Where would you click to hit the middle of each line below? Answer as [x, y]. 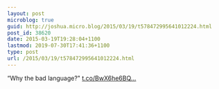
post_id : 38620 [29, 33]
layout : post [26, 13]
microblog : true [30, 20]
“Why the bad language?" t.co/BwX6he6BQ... [72, 78]
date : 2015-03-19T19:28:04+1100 [54, 39]
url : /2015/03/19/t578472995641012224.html [71, 59]
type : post [23, 52]
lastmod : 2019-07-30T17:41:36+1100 [59, 46]
